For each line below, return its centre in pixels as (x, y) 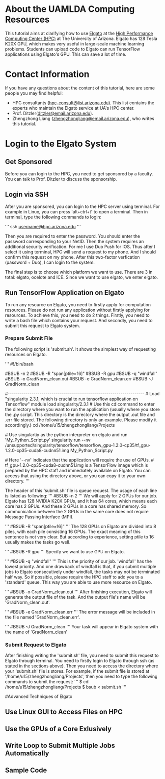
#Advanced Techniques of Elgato (39, 697)
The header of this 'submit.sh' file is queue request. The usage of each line (81, 491)
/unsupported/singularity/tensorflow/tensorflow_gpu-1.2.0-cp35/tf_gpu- (78, 445)
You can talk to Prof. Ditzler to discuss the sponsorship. (61, 179)
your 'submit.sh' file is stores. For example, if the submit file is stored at (77, 671)
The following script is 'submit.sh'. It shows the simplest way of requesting (81, 349)
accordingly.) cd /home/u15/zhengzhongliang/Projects (60, 425)
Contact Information (47, 74)
